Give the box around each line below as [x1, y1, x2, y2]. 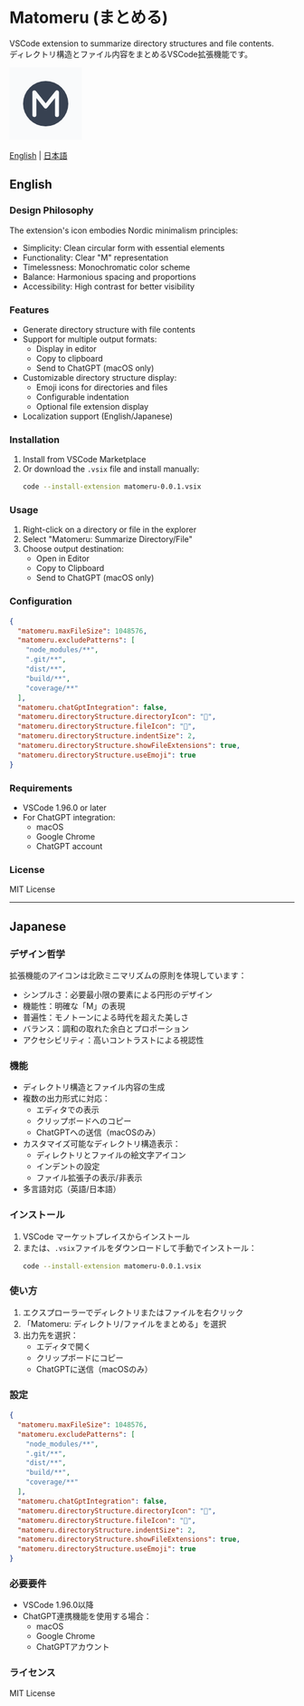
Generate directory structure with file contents [22, 324, 196, 334]
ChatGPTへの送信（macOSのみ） [35, 1127, 161, 1138]
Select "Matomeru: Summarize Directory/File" [22, 534, 193, 545]
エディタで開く [35, 1341, 92, 1352]
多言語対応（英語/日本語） [22, 1184, 121, 1195]
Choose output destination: [22, 544, 125, 555]
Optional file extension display [35, 401, 149, 412]
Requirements [9, 781, 73, 794]
